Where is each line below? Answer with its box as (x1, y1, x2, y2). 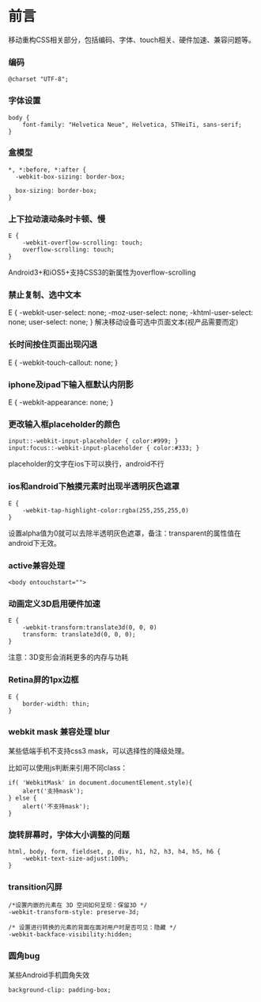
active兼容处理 (8, 560, 66, 571)
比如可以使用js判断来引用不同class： (8, 762, 128, 772)
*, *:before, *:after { (8, 166, 87, 174)
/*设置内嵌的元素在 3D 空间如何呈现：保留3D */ (8, 901, 148, 909)
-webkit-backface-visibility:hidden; (8, 931, 133, 939)
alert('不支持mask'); (22, 802, 90, 810)
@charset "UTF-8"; (8, 75, 69, 83)
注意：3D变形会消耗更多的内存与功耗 (8, 652, 129, 662)
